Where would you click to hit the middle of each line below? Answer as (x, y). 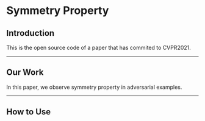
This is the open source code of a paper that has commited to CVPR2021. (99, 47)
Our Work (25, 73)
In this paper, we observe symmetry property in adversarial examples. (94, 87)
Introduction (31, 33)
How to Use (29, 112)
